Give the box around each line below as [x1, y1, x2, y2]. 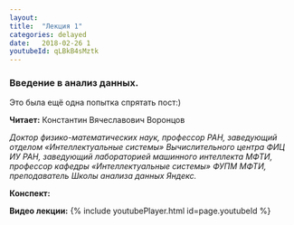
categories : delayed [9, 30, 88, 39]
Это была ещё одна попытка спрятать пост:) [9, 97, 182, 108]
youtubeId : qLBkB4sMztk [9, 47, 100, 56]
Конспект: [9, 188, 51, 199]
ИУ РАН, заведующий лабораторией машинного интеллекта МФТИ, [9, 151, 273, 163]
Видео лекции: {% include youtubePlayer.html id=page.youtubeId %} [9, 205, 271, 217]
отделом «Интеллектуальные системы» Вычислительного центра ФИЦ [9, 142, 285, 153]
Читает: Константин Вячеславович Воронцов [9, 115, 185, 126]
